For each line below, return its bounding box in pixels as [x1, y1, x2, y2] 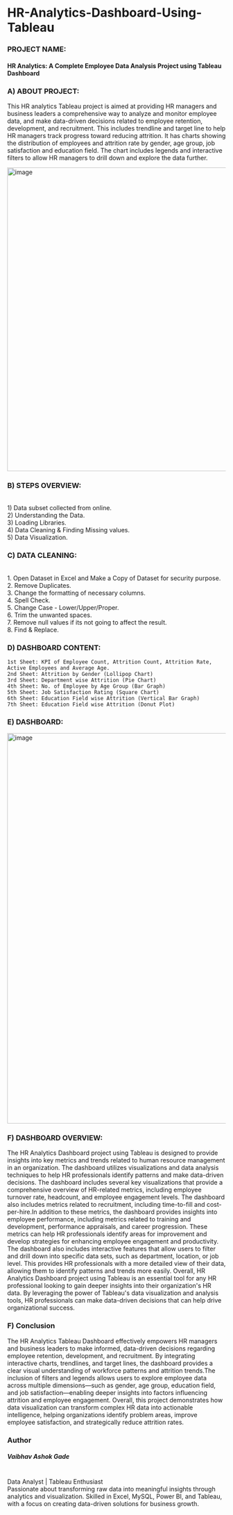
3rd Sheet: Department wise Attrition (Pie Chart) [7, 677, 157, 684]
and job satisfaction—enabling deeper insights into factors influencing [7, 1388, 208, 1396]
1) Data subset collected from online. [7, 504, 112, 512]
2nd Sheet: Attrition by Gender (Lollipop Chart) [7, 670, 154, 677]
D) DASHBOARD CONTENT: [7, 643, 101, 652]
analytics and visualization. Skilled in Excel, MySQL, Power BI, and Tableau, [7, 1492, 223, 1500]
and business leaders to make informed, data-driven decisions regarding [7, 1344, 216, 1353]
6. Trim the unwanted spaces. [7, 611, 92, 619]
